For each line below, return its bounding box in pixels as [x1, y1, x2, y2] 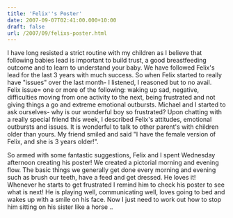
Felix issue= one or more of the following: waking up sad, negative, [7, 86, 200, 94]
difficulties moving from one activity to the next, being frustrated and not [7, 93, 216, 102]
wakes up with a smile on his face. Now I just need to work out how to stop [7, 196, 222, 204]
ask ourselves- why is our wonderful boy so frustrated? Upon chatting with [7, 108, 223, 116]
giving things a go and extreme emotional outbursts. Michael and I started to [7, 100, 226, 109]
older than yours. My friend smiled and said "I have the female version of [7, 130, 216, 139]
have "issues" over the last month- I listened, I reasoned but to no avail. [7, 78, 212, 87]
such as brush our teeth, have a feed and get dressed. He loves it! [7, 173, 196, 182]
